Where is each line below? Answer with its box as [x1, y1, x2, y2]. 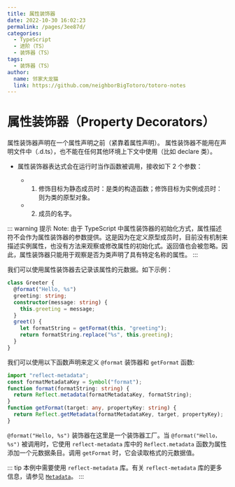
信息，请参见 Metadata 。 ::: [7, 472, 85, 480]
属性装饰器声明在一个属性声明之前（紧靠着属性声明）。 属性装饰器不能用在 [7, 139, 220, 147]
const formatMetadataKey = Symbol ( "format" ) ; [7, 379, 142, 386]
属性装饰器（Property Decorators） [7, 114, 215, 130]
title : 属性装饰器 [7, 10, 56, 17]
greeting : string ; [13, 292, 68, 299]
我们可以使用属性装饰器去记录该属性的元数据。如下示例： [7, 265, 173, 274]
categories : [7, 29, 42, 37]
